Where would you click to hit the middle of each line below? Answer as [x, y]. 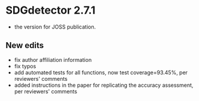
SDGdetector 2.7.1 [51, 10]
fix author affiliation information [53, 59]
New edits [25, 45]
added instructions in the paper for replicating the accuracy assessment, [104, 85]
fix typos [25, 66]
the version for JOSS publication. [55, 27]
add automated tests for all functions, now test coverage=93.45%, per [101, 72]
